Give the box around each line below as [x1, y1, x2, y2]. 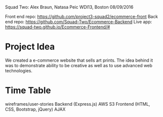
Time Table [5, 85, 51, 96]
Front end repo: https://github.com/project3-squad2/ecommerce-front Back [5, 14, 158, 19]
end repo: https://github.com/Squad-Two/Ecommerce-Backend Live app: [5, 19, 152, 24]
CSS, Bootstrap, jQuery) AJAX [5, 106, 66, 112]
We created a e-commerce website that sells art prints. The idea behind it [5, 57, 153, 63]
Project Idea [5, 41, 55, 52]
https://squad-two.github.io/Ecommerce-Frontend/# [5, 24, 110, 30]
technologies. [5, 68, 33, 73]
